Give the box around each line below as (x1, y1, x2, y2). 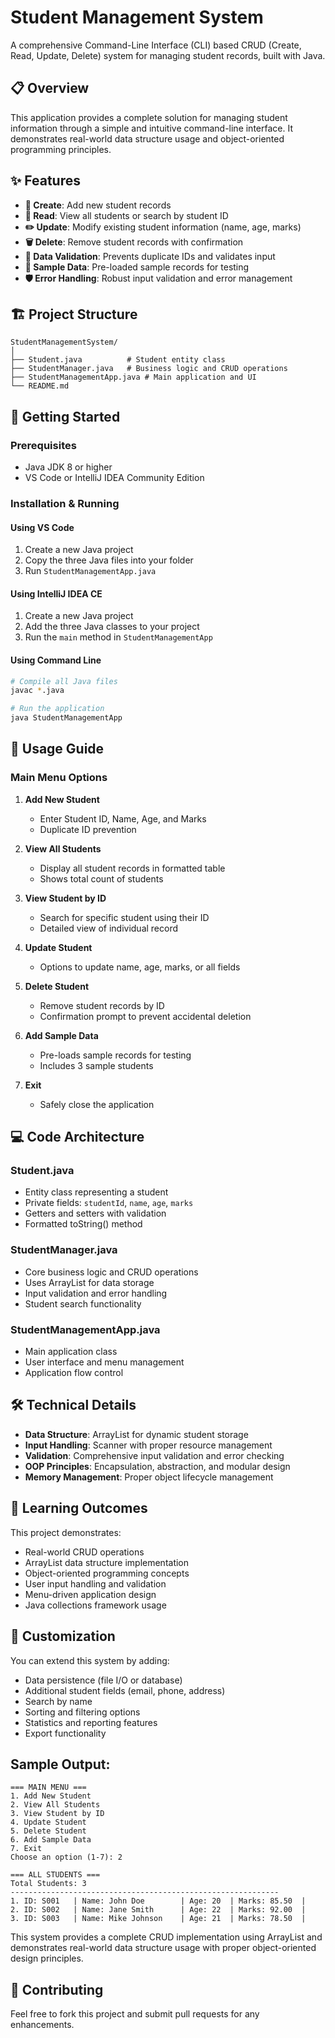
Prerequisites (10, 438, 77, 452)
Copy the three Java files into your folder (24, 554, 194, 566)
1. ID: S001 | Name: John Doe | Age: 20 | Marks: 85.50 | (10, 1896, 307, 1906)
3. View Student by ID (10, 1809, 105, 1819)
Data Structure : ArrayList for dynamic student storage (24, 1428, 249, 1440)
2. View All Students (10, 1800, 101, 1810)
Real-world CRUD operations (24, 1546, 145, 1558)
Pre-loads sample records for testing (39, 1049, 192, 1061)
